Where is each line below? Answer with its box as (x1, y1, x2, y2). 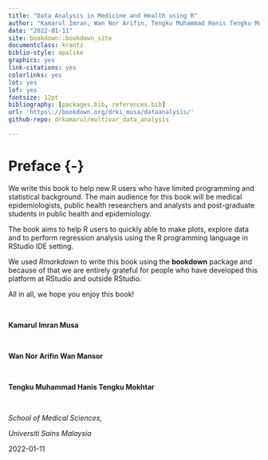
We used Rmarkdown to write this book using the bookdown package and (8, 256, 253, 266)
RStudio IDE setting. (8, 241, 74, 251)
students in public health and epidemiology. (8, 208, 152, 218)
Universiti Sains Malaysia (8, 428, 92, 438)
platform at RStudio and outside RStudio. (8, 273, 142, 284)
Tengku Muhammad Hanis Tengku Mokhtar (8, 382, 155, 391)
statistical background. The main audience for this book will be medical (8, 192, 242, 201)
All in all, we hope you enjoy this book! (8, 289, 134, 299)
